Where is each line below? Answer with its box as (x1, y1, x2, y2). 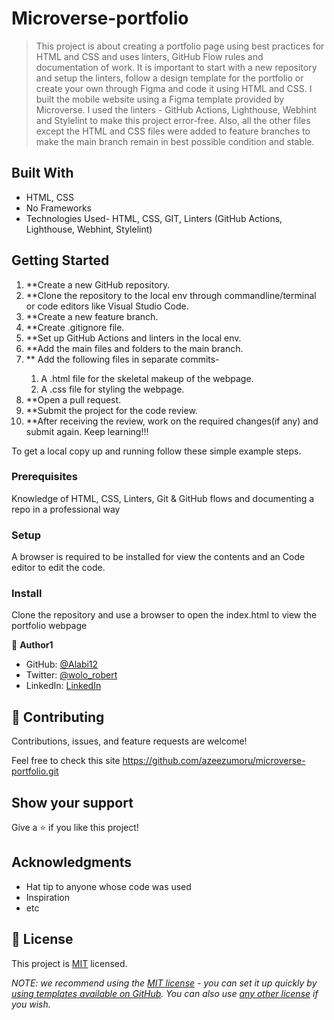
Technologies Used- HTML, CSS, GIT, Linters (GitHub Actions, (25, 212, 283, 224)
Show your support (11, 794, 134, 811)
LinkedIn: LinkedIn (25, 680, 102, 692)
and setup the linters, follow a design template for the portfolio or (35, 72, 304, 84)
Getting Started (11, 252, 110, 269)
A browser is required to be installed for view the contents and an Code (11, 551, 306, 563)
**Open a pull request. (25, 393, 122, 406)
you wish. (11, 998, 51, 1010)
